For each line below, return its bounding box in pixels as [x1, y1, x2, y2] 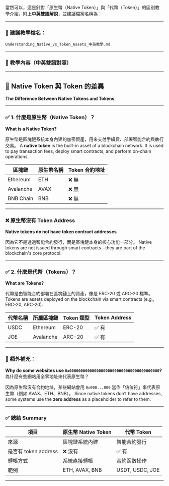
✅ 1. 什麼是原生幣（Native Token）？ [5, 114, 96, 121]
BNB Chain [8, 195, 34, 202]
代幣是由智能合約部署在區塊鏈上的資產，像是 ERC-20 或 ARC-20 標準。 [5, 291, 153, 297]
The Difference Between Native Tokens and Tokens [5, 95, 115, 102]
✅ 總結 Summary [5, 414, 47, 421]
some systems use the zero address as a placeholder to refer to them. [5, 396, 151, 402]
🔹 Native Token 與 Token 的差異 [5, 82, 105, 90]
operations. [5, 153, 29, 159]
